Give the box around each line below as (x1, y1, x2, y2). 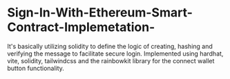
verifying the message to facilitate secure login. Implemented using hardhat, (7, 49, 224, 58)
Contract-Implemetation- (7, 19, 155, 35)
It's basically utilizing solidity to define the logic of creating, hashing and (7, 42, 213, 50)
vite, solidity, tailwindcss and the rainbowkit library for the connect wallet (7, 56, 215, 65)
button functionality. (7, 64, 64, 72)
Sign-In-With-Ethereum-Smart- (7, 5, 193, 21)
